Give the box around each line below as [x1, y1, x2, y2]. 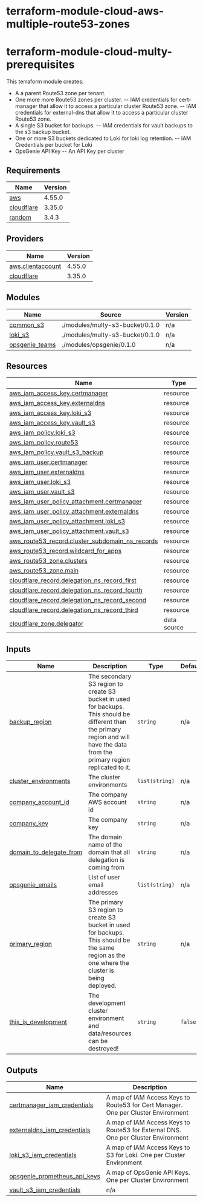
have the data [88, 740, 127, 749]
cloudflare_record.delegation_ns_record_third [9, 606, 138, 614]
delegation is [88, 856, 125, 864]
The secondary [88, 672, 132, 680]
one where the [88, 959, 130, 967]
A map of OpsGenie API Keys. [106, 1169, 190, 1177]
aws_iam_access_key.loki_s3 [9, 409, 92, 417]
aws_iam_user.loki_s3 [9, 478, 71, 486]
